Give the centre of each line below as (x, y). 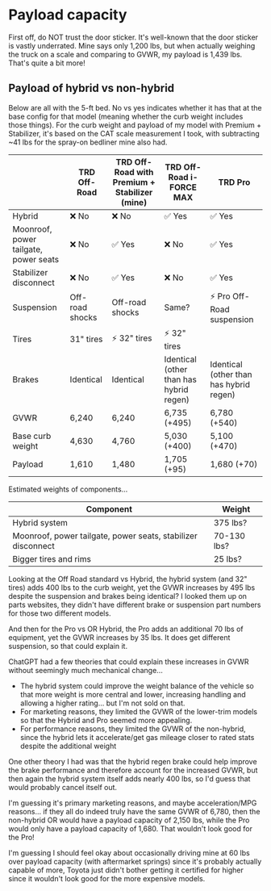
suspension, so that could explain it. (68, 646)
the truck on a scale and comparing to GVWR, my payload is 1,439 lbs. (125, 54)
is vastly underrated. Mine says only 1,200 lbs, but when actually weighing (132, 45)
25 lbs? (227, 558)
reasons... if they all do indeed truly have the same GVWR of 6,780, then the (134, 811)
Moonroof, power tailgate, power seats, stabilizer (105, 536)
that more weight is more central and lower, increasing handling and (133, 694)
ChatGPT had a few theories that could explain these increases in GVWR (129, 661)
